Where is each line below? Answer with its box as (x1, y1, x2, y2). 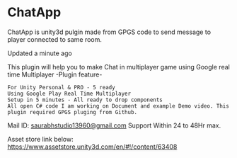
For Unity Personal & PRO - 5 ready (7, 84, 115, 91)
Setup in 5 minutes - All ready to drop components (7, 96, 163, 103)
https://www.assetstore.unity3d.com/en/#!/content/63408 (7, 142, 178, 151)
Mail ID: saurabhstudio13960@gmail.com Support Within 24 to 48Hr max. (7, 121, 221, 130)
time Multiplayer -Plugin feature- (7, 70, 103, 79)
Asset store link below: (7, 135, 74, 143)
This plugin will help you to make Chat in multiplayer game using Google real (7, 62, 230, 71)
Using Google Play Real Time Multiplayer (7, 90, 132, 97)
